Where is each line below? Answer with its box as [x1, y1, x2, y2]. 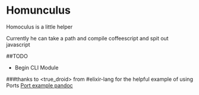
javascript [6, 41, 31, 48]
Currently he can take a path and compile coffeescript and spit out [6, 34, 169, 42]
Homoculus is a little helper [6, 23, 73, 30]
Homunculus [6, 4, 71, 17]
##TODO [6, 52, 28, 59]
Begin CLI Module [14, 64, 59, 71]
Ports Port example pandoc [6, 81, 73, 89]
